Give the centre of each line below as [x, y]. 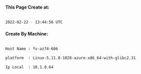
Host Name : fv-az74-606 [32, 49]
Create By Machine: [27, 33]
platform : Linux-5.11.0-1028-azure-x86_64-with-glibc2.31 [71, 58]
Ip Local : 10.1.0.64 [29, 67]
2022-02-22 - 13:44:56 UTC [34, 22]
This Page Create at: [27, 7]
